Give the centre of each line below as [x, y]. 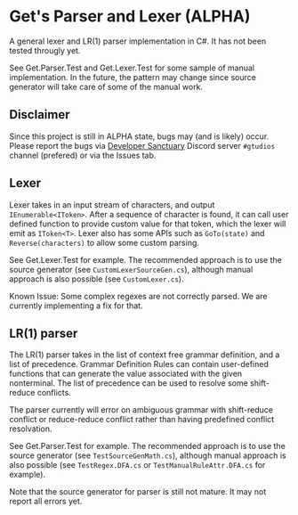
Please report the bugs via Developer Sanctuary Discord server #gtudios [142, 145]
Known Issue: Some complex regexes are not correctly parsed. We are [138, 296]
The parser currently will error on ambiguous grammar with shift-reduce [141, 410]
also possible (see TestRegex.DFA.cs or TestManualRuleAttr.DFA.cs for [137, 465]
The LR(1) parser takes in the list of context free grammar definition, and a [145, 355]
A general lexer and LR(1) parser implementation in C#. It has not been [138, 41]
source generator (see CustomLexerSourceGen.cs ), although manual [131, 269]
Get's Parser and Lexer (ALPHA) [130, 16]
